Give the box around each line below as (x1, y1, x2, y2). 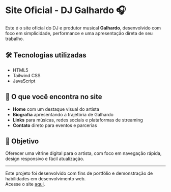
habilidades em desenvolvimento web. (5, 176, 86, 182)
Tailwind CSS (12, 72, 41, 78)
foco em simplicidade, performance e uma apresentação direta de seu (5, 30, 153, 36)
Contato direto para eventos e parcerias (12, 122, 97, 128)
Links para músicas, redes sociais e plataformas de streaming (12, 117, 144, 123)
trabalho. (5, 36, 24, 42)
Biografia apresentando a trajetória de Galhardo (12, 111, 113, 117)
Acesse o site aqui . (5, 181, 45, 187)
